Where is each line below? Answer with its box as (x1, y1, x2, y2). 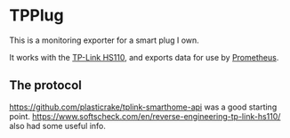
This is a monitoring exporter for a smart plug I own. (9, 35, 200, 45)
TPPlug (9, 5, 64, 26)
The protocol (9, 77, 83, 93)
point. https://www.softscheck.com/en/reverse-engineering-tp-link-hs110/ (9, 110, 281, 121)
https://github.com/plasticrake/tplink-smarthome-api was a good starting (9, 101, 278, 112)
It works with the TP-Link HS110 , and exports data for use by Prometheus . (9, 52, 279, 62)
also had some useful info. (9, 120, 107, 131)
